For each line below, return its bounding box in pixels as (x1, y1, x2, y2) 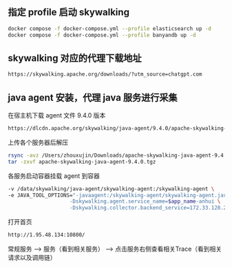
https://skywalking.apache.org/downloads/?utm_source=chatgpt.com (8, 71, 202, 78)
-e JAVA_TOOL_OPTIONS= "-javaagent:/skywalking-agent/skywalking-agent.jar (8, 192, 227, 199)
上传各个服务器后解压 (8, 138, 68, 146)
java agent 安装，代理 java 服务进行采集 (8, 91, 178, 103)
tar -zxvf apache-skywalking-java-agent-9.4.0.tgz (8, 158, 156, 165)
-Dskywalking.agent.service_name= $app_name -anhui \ (69, 198, 221, 205)
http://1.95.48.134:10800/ (8, 232, 85, 238)
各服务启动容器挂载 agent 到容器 (8, 171, 101, 180)
